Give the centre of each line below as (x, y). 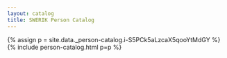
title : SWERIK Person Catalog (51, 20)
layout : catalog (31, 13)
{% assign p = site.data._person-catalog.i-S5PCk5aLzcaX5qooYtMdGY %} (114, 39)
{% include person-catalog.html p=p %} (65, 47)
